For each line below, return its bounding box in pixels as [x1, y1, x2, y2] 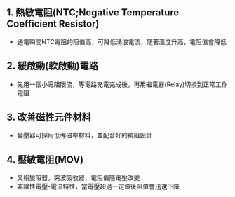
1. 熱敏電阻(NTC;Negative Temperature [6, 6, 180, 19]
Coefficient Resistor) [6, 18, 100, 30]
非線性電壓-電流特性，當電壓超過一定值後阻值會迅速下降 [16, 182, 180, 191]
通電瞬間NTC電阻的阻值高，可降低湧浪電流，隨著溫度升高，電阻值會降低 [16, 37, 227, 46]
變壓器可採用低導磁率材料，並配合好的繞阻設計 [16, 131, 152, 140]
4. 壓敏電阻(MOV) [6, 154, 84, 165]
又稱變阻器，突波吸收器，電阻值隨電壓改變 [16, 174, 140, 182]
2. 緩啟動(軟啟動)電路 [6, 60, 99, 72]
